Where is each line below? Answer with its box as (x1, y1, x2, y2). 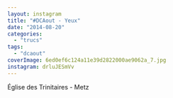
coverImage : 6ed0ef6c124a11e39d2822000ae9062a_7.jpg (7, 57, 167, 64)
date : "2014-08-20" (7, 23, 65, 31)
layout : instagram (7, 10, 62, 18)
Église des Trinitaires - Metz (7, 82, 89, 91)
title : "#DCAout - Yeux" (7, 17, 81, 24)
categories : (7, 30, 43, 38)
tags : (7, 43, 23, 50)
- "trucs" (13, 37, 43, 44)
